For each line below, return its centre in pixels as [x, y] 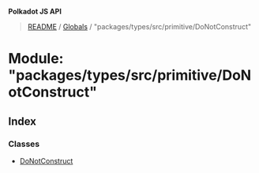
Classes [24, 144]
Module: [36, 59]
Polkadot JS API [35, 11]
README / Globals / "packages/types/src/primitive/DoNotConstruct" [139, 26]
